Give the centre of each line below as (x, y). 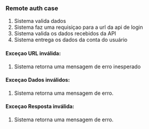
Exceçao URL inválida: (33, 53)
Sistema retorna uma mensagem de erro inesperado (77, 67)
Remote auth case (32, 8)
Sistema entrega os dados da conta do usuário (71, 40)
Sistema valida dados (40, 21)
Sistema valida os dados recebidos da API (65, 34)
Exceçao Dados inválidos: (38, 80)
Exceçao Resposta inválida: (40, 107)
